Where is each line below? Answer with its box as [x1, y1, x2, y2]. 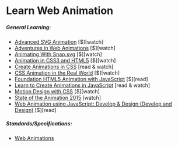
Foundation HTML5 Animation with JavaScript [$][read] [14, 76, 148, 83]
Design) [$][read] [14, 107, 57, 114]
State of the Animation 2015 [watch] [14, 94, 101, 101]
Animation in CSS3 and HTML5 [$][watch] [14, 57, 116, 64]
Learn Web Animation [6, 4, 114, 17]
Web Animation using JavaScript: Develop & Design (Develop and [14, 100, 172, 107]
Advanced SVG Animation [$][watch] [14, 38, 104, 45]
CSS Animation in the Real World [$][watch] [14, 69, 120, 76]
